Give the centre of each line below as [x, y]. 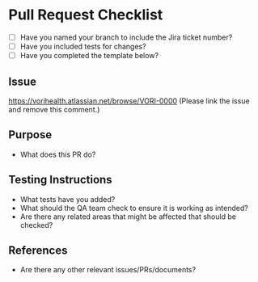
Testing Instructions [60, 180]
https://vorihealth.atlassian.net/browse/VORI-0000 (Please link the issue [129, 101]
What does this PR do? [58, 154]
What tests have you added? [68, 199]
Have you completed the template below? [89, 56]
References [38, 250]
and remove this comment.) [54, 109]
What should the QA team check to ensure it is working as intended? [134, 208]
